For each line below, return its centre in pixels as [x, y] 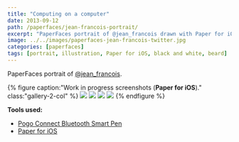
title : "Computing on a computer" [59, 14]
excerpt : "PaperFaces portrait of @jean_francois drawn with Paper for [116, 34]
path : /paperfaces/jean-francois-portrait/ [73, 27]
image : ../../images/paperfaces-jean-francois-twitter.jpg [97, 40]
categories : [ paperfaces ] [46, 47]
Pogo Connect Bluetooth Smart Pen [70, 123]
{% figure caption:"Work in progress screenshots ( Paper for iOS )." [105, 87]
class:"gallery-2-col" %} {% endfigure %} [86, 96]
